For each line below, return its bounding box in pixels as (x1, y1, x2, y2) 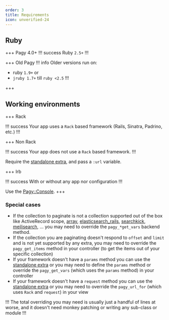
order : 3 (5, 7, 24, 13)
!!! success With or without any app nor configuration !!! (5, 178, 123, 185)
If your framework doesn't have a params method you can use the (12, 256, 151, 263)
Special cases (5, 201, 41, 208)
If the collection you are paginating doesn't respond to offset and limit (12, 234, 165, 241)
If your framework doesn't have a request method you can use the (12, 278, 153, 285)
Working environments (5, 99, 80, 108)
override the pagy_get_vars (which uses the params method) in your (12, 267, 155, 273)
